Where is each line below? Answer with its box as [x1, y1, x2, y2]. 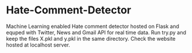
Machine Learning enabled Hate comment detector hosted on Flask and [6, 23, 180, 30]
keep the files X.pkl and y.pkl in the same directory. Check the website [6, 35, 176, 42]
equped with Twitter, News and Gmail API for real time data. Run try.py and [6, 29, 186, 36]
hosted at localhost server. [6, 41, 70, 48]
